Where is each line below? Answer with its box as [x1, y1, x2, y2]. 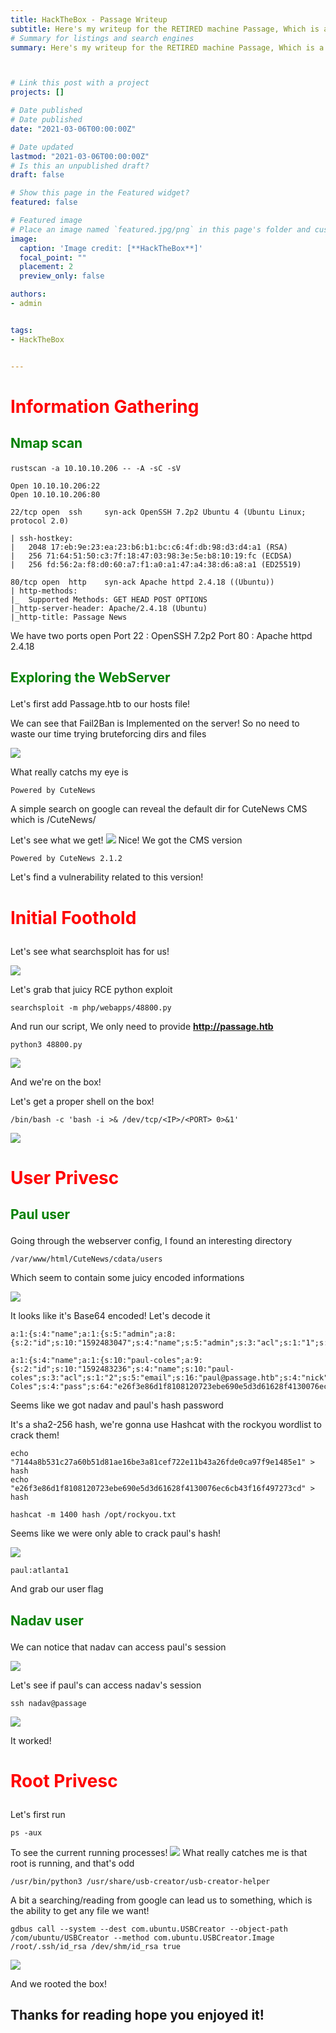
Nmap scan [10, 435, 83, 452]
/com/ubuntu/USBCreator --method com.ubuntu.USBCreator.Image [10, 1932, 275, 1943]
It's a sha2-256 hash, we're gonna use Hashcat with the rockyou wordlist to [10, 1419, 322, 1431]
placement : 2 [19, 262, 74, 272]
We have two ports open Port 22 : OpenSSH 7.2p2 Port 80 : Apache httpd [10, 630, 313, 642]
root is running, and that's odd [10, 1857, 135, 1869]
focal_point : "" [19, 252, 87, 263]
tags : [10, 325, 33, 335]
